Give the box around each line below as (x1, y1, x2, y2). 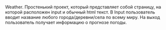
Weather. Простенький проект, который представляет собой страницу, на (5, 4, 162, 10)
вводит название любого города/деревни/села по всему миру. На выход (5, 15, 160, 20)
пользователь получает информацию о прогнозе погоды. (5, 19, 127, 25)
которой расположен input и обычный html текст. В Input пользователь (5, 9, 155, 15)
